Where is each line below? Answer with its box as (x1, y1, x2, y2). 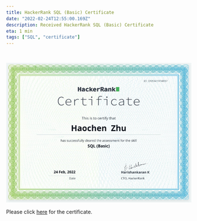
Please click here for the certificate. (6, 208, 93, 215)
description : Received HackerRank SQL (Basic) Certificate (6, 22, 154, 28)
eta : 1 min (6, 28, 33, 34)
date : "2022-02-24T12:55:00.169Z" (6, 15, 91, 22)
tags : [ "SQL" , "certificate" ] (6, 34, 81, 41)
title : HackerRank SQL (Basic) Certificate (6, 9, 115, 15)
